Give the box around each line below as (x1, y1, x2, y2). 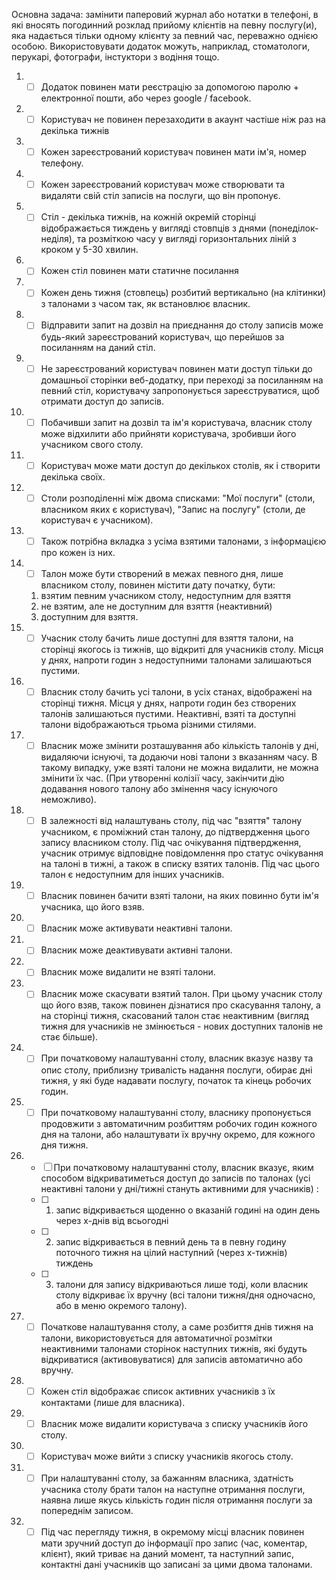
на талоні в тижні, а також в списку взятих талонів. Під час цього (40, 858, 320, 870)
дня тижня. (40, 1139, 89, 1151)
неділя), (40, 233, 75, 245)
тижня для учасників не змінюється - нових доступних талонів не (40, 1020, 324, 1033)
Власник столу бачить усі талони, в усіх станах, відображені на (40, 685, 313, 698)
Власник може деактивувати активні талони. (40, 944, 233, 956)
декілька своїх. (40, 470, 106, 483)
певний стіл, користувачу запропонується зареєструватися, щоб (40, 384, 320, 396)
